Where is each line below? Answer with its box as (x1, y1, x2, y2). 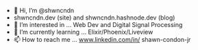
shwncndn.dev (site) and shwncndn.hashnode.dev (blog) (13, 14, 175, 22)
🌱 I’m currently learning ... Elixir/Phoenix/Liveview (13, 28, 153, 36)
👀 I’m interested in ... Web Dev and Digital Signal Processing (13, 21, 183, 28)
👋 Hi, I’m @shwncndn (13, 7, 75, 14)
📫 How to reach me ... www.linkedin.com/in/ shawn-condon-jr (13, 36, 191, 43)
